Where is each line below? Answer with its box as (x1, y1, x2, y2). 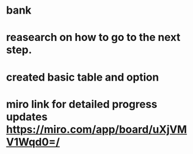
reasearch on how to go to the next (6, 31, 181, 44)
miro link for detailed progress (6, 97, 157, 111)
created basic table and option (6, 70, 159, 84)
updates (6, 110, 48, 123)
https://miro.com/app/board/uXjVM (6, 123, 188, 136)
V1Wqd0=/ (6, 135, 60, 149)
